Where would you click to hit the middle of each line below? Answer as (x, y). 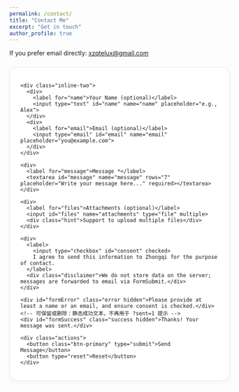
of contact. (38, 263)
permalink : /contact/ (41, 14)
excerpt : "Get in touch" (45, 27)
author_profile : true (41, 33)
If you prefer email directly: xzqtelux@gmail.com (79, 53)
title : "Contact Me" (39, 20)
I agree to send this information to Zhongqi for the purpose (125, 257)
